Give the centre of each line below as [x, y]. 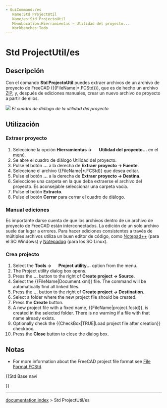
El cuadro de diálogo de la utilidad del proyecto [60, 109]
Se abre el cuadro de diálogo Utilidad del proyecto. [65, 160]
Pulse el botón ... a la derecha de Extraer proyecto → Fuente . [76, 165]
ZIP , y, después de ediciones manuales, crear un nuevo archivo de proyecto [83, 93]
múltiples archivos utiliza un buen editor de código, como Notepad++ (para [82, 236]
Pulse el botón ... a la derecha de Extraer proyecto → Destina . [77, 176]
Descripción [25, 70]
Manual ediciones [28, 210]
